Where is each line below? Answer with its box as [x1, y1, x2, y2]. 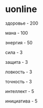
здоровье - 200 [5, 20, 38, 26]
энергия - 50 [5, 39, 32, 46]
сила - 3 [5, 49, 23, 55]
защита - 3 [5, 59, 28, 65]
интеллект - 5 [5, 88, 34, 94]
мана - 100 [5, 30, 28, 36]
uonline [5, 4, 37, 15]
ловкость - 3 [5, 69, 32, 75]
